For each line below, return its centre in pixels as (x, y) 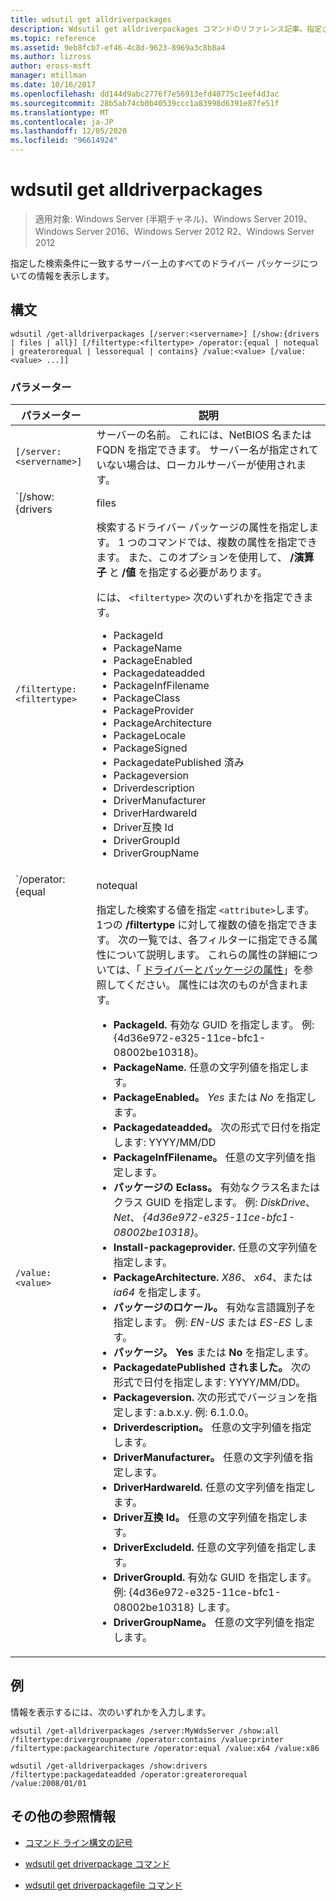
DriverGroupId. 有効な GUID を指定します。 (215, 1578)
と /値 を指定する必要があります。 (188, 573)
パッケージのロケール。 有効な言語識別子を (215, 1308)
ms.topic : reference (53, 38)
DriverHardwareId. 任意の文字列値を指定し (214, 1488)
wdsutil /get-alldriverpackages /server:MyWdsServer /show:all (145, 1731)
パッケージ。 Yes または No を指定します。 (214, 1353)
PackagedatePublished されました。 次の (212, 1368)
